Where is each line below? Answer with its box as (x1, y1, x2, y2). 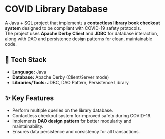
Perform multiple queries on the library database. (12, 107, 113, 113)
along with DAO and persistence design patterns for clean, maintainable (5, 36, 153, 42)
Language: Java (12, 69, 46, 75)
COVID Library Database (5, 3, 108, 15)
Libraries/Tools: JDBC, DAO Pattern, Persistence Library (12, 79, 129, 85)
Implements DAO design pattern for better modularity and (12, 118, 132, 124)
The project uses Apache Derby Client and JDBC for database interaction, (5, 30, 158, 36)
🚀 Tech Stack (5, 56, 47, 64)
